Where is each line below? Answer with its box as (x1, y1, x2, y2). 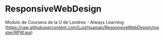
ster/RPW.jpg (5, 29, 31, 35)
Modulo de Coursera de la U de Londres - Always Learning (5, 19, 124, 25)
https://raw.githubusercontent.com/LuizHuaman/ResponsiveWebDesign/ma (6, 24, 159, 30)
